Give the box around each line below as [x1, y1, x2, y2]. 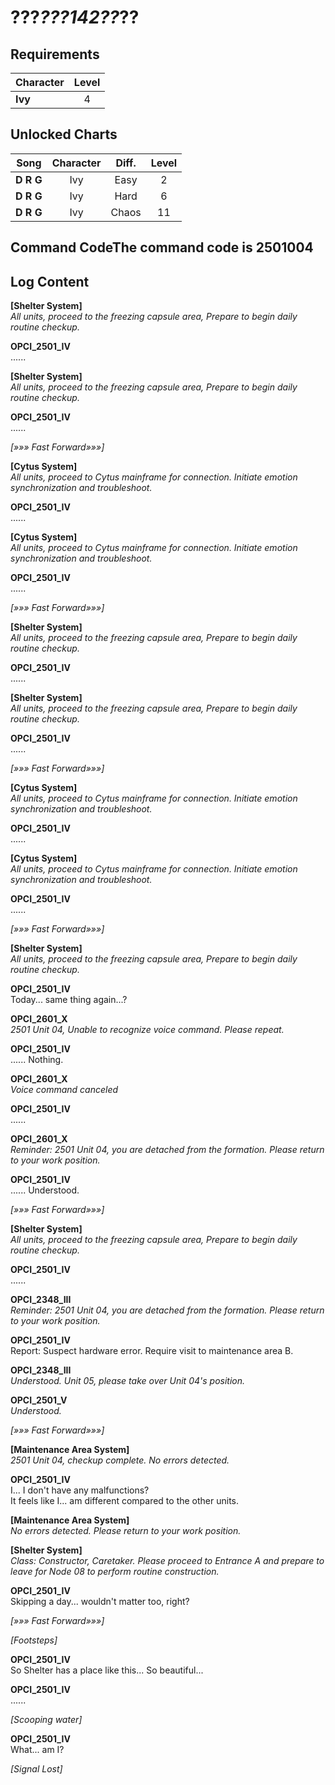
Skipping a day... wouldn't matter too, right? [10, 1596, 190, 1608]
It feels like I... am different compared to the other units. [10, 1495, 240, 1507]
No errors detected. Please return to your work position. [10, 1525, 242, 1537]
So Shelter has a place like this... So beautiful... [10, 1664, 204, 1676]
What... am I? [10, 1744, 65, 1756]
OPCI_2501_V [10, 1394, 68, 1406]
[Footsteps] [10, 1634, 58, 1646]
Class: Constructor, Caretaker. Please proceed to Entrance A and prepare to [10, 1555, 325, 1567]
